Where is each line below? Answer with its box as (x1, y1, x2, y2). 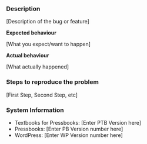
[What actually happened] (6, 63, 69, 70)
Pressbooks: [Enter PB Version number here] (14, 125, 123, 132)
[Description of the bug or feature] (6, 18, 90, 25)
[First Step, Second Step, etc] (6, 91, 78, 98)
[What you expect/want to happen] (6, 40, 91, 48)
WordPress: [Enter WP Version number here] (14, 131, 123, 139)
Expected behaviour (6, 29, 57, 36)
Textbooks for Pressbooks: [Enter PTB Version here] (14, 119, 142, 126)
